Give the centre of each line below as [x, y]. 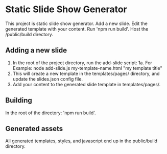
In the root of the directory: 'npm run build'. [51, 113]
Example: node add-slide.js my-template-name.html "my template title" [87, 68]
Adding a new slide [36, 50]
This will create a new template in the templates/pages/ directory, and [86, 73]
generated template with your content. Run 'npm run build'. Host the [77, 29]
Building [19, 100]
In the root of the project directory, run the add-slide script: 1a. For [82, 63]
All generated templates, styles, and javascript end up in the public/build [81, 141]
